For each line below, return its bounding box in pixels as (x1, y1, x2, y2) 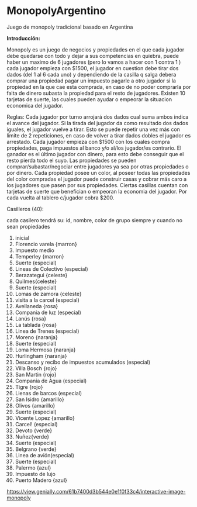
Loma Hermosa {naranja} (15, 346, 76, 353)
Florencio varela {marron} (15, 240, 78, 247)
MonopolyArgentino (6, 4, 106, 18)
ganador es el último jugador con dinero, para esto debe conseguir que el (6, 150, 184, 157)
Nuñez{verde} (15, 433, 49, 440)
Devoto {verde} (15, 427, 52, 434)
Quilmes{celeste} (15, 278, 57, 285)
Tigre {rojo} (15, 383, 43, 390)
